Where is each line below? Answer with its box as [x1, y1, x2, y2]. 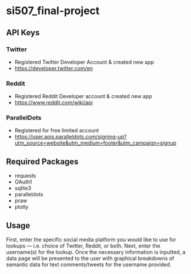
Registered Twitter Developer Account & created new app [14, 58, 155, 65]
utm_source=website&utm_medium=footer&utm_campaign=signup [14, 139, 177, 146]
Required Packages [6, 156, 79, 166]
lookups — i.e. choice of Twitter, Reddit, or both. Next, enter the [6, 242, 160, 249]
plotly [14, 203, 29, 210]
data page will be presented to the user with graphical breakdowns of [6, 255, 175, 262]
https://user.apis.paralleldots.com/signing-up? [14, 133, 127, 141]
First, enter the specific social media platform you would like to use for [6, 236, 176, 243]
